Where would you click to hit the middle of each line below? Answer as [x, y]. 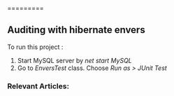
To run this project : [35, 47]
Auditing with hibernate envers [76, 30]
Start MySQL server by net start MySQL [75, 60]
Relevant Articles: [38, 86]
